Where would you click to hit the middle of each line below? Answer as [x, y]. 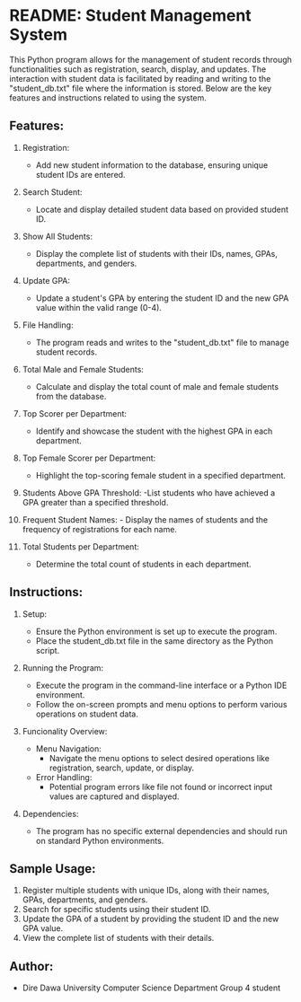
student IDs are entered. [80, 174]
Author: [31, 966]
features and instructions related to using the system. [108, 97]
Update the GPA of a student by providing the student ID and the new [150, 919]
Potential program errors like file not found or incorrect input [160, 787]
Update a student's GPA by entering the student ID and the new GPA [162, 298]
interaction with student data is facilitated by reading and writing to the [140, 78]
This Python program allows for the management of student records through [150, 59]
